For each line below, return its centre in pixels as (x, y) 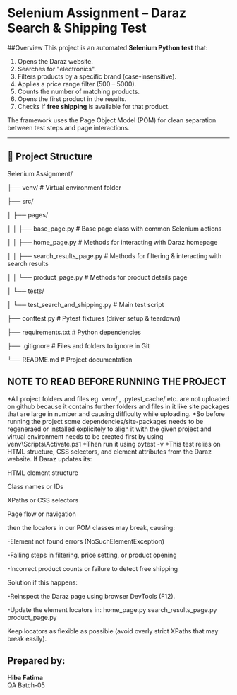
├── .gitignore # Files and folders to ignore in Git (79, 345)
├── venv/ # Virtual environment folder (64, 187)
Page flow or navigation (42, 514)
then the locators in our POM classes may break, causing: (91, 527)
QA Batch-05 (26, 685)
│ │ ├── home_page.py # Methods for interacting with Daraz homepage (113, 242)
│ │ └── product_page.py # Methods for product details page (97, 277)
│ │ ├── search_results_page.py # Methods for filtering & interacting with (115, 255)
